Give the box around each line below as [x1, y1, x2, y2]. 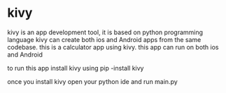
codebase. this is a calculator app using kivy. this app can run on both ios [7, 43, 219, 51]
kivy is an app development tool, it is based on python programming [7, 28, 204, 36]
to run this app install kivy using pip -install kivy [7, 64, 144, 72]
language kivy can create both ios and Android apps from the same [7, 35, 202, 43]
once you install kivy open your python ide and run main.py [7, 77, 178, 85]
